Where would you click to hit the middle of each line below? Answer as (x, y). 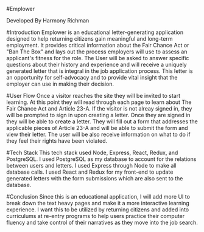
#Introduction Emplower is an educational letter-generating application (95, 32)
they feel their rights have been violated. (57, 141)
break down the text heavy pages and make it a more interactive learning (98, 203)
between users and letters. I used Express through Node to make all (91, 165)
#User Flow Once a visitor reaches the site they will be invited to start (93, 96)
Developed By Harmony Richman (48, 20)
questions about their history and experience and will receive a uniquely (97, 64)
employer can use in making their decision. (60, 84)
